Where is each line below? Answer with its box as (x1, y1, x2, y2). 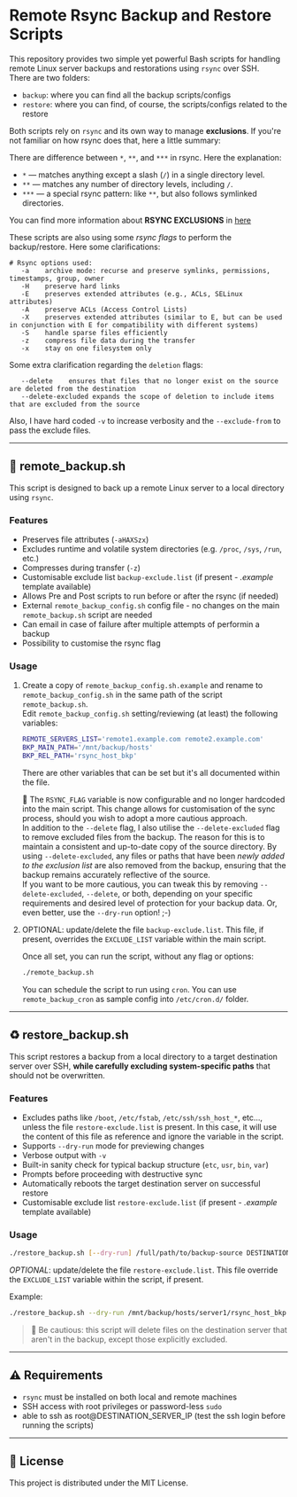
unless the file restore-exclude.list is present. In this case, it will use (21, 1121, 277, 1132)
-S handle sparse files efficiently (20, 328, 168, 337)
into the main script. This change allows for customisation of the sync (21, 803, 276, 814)
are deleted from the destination (9, 384, 137, 393)
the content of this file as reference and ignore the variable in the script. (21, 1131, 285, 1141)
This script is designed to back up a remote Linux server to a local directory (9, 482, 285, 493)
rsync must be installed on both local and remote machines (21, 1391, 237, 1402)
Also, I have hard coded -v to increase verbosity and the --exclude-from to (9, 415, 281, 426)
